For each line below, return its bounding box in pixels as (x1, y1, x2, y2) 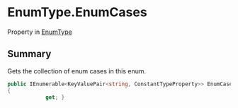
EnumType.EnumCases (7, 4, 147, 20)
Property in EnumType (7, 28, 72, 36)
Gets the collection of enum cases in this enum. (7, 66, 147, 75)
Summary (7, 48, 52, 60)
